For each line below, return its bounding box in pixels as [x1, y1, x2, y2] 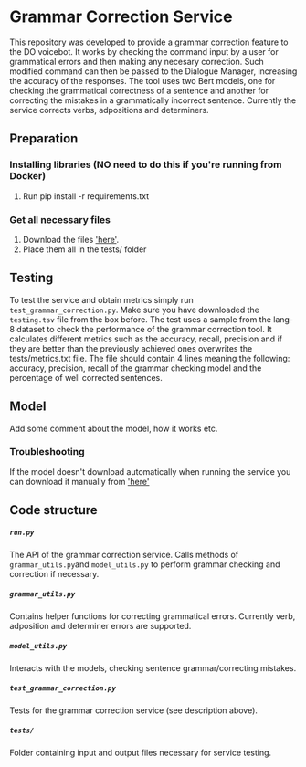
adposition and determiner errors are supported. [9, 621, 192, 632]
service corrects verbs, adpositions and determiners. [9, 104, 209, 115]
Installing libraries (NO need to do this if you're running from [9, 158, 282, 171]
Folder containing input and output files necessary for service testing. [9, 747, 272, 759]
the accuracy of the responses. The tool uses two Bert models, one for [9, 75, 276, 86]
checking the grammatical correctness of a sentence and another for [9, 85, 269, 96]
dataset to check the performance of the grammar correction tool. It [16, 323, 272, 334]
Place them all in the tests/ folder [22, 244, 147, 255]
